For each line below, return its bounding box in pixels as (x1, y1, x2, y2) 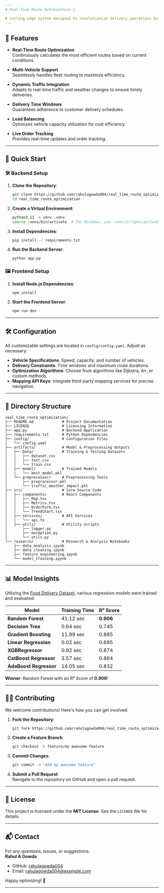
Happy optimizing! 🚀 (5, 877, 46, 883)
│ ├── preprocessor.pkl (5, 479, 67, 484)
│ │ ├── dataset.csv (5, 453, 56, 458)
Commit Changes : (12, 753, 50, 759)
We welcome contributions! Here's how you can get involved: (5, 707, 128, 713)
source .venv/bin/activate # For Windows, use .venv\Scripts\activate (12, 219, 161, 224)
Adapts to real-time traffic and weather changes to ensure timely (12, 87, 143, 93)
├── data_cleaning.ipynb (14, 547, 64, 552)
